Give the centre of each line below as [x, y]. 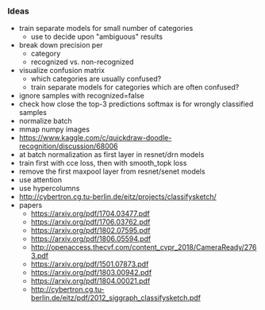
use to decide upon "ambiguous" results [97, 36]
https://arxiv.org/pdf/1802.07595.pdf [90, 231]
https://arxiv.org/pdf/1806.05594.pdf [91, 239]
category [46, 54]
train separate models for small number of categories [106, 29]
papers [31, 205]
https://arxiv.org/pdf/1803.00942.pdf [91, 273]
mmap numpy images [54, 129]
